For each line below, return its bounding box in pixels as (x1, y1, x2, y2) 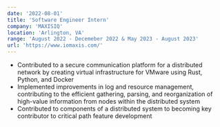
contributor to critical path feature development (17, 112, 152, 120)
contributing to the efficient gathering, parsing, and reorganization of (17, 90, 213, 98)
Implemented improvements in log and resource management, (17, 83, 194, 91)
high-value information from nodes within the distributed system (17, 97, 201, 105)
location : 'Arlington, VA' (7, 29, 85, 36)
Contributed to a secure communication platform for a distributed (17, 61, 203, 69)
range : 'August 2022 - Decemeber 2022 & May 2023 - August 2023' (7, 36, 199, 43)
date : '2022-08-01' (7, 10, 63, 17)
